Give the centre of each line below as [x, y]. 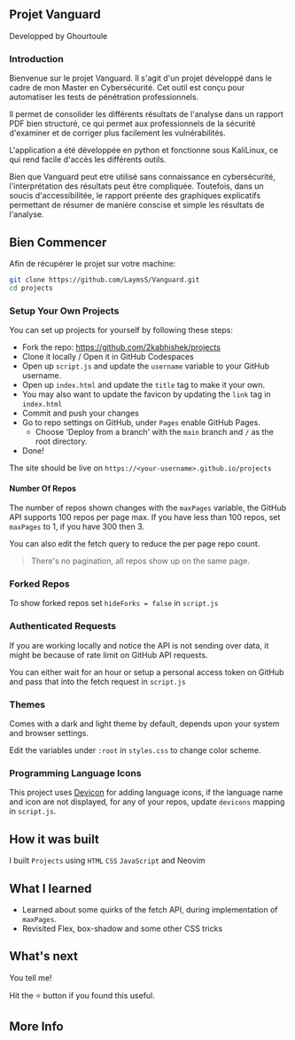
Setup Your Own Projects [64, 311]
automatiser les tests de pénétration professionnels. [104, 97]
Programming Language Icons [75, 772]
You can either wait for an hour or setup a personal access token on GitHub [147, 671]
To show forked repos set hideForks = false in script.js [114, 603]
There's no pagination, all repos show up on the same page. [140, 561]
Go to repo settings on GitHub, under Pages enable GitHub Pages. [141, 422]
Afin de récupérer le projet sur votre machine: [93, 263]
